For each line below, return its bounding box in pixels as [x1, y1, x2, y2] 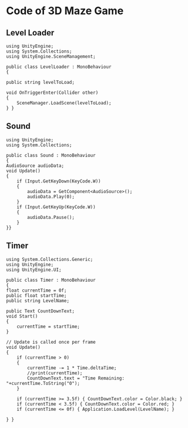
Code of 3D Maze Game [6, 4, 124, 18]
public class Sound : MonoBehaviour [6, 152, 96, 158]
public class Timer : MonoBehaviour [6, 277, 96, 283]
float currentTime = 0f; [6, 287, 67, 293]
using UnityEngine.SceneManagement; [6, 54, 96, 60]
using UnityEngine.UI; [6, 267, 62, 273]
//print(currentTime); [27, 370, 83, 376]
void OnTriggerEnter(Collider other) [6, 90, 99, 96]
